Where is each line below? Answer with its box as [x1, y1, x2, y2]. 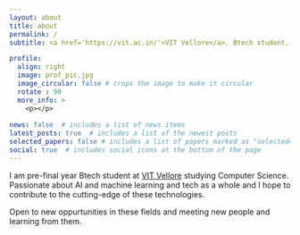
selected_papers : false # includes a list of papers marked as [9, 138, 250, 147]
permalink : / [9, 29, 58, 38]
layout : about [9, 13, 62, 22]
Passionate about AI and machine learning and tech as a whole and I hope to [9, 180, 291, 190]
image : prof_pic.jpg [17, 71, 94, 80]
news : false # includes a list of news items [9, 121, 186, 130]
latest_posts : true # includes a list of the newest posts [9, 129, 238, 138]
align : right [17, 63, 66, 71]
